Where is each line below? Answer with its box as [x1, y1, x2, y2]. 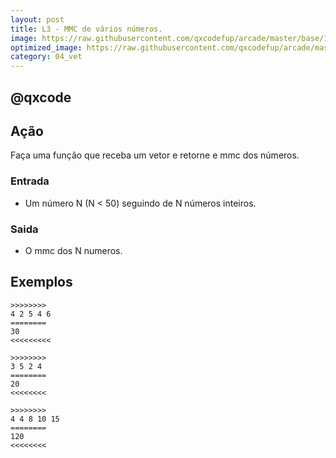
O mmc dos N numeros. [24, 244, 123, 256]
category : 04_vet [10, 52, 83, 62]
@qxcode [10, 89, 72, 106]
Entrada [10, 174, 50, 188]
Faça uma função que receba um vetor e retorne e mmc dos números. [10, 149, 300, 161]
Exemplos [10, 274, 73, 291]
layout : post [10, 14, 65, 25]
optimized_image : [10, 42, 83, 53]
